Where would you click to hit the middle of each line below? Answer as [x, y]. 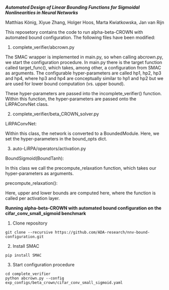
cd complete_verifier [28, 274]
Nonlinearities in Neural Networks [42, 13]
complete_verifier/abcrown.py [43, 47]
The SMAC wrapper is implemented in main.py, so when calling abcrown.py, [84, 57]
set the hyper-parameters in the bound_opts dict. [56, 139]
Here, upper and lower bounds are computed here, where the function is [81, 193]
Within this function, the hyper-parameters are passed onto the [71, 99]
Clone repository [30, 223]
